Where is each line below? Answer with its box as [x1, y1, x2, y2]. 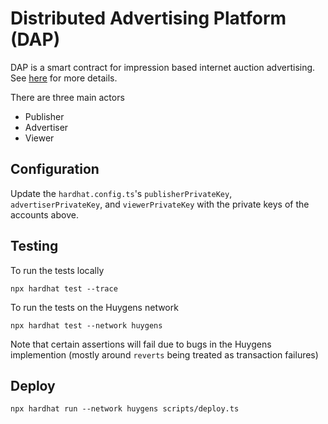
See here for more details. [10, 72, 118, 84]
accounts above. [10, 208, 79, 221]
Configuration [10, 161, 100, 178]
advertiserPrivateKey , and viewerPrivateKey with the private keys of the [10, 198, 310, 210]
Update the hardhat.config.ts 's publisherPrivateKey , [10, 187, 233, 199]
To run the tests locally [10, 264, 105, 276]
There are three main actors [10, 91, 125, 103]
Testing [10, 238, 59, 255]
